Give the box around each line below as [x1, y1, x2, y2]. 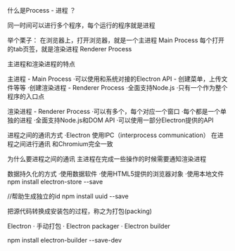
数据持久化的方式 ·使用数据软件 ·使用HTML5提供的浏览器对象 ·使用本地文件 [7, 169, 224, 178]
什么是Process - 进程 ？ [7, 6, 76, 14]
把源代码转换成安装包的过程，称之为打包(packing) [7, 207, 153, 215]
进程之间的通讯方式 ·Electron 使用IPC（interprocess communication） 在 [7, 131, 218, 139]
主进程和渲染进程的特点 [7, 60, 75, 68]
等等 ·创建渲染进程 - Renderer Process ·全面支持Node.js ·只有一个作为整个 [13, 84, 228, 91]
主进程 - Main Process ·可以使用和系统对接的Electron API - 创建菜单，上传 [7, 75, 222, 83]
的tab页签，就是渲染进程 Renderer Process [7, 45, 132, 53]
